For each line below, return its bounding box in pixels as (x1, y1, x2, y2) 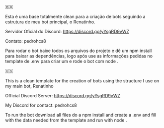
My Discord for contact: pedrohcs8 (5, 102, 77, 108)
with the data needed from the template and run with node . (5, 117, 127, 123)
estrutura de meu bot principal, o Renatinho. (5, 19, 95, 25)
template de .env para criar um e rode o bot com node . (5, 59, 118, 64)
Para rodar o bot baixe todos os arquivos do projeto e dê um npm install (5, 48, 152, 54)
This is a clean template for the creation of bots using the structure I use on (5, 78, 160, 83)
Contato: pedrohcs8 (5, 38, 46, 44)
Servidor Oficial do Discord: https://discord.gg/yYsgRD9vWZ (5, 29, 130, 34)
